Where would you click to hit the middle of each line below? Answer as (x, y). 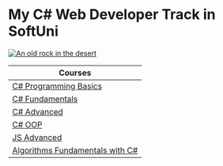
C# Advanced (38, 111)
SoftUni (34, 31)
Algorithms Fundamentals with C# (75, 150)
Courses (75, 73)
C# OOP (27, 124)
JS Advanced (37, 138)
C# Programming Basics (57, 86)
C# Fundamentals (45, 99)
